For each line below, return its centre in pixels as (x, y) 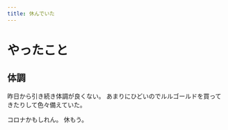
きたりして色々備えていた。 (47, 104)
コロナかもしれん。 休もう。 (48, 120)
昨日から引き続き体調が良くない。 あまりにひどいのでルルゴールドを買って (114, 96)
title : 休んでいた (31, 14)
